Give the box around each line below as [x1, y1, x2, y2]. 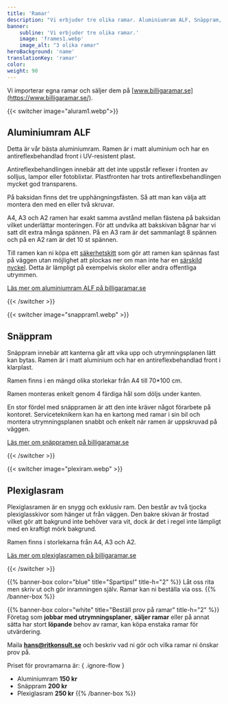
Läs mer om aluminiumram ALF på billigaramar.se [7, 284, 147, 292]
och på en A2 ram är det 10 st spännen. [7, 236, 118, 244]
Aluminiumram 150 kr [16, 675, 77, 683]
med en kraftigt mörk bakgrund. [7, 524, 97, 533]
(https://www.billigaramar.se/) [7, 93, 91, 101]
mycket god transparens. [7, 180, 78, 189]
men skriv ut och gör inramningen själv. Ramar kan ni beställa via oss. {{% [7, 585, 216, 593]
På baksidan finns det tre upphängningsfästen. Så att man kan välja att [7, 193, 207, 202]
